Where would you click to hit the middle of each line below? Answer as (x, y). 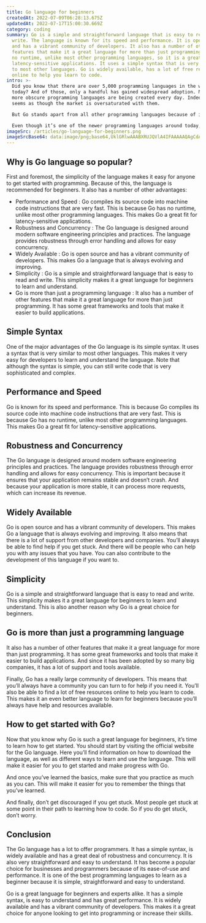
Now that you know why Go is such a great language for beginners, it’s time (102, 739)
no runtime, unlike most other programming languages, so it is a (98, 58)
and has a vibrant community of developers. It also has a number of (102, 47)
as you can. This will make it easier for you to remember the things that (96, 784)
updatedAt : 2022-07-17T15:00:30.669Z (55, 23)
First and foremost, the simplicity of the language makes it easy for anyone (101, 176)
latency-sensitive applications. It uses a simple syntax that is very (105, 63)
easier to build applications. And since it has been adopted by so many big (100, 660)
